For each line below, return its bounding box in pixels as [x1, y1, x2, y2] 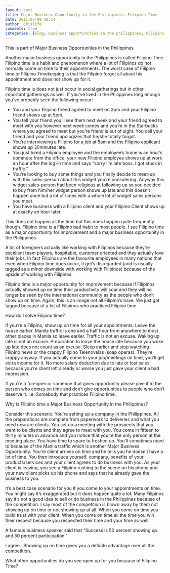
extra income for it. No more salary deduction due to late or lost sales [5, 360, 150, 366]
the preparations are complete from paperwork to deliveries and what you [5, 416, 159, 422]
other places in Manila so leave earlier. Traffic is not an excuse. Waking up [5, 333, 160, 339]
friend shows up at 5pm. [12, 112, 64, 118]
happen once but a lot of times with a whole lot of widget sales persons [12, 193, 162, 198]
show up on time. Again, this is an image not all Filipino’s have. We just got [5, 297, 160, 303]
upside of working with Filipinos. [5, 271, 73, 277]
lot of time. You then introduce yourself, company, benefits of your [5, 454, 144, 460]
